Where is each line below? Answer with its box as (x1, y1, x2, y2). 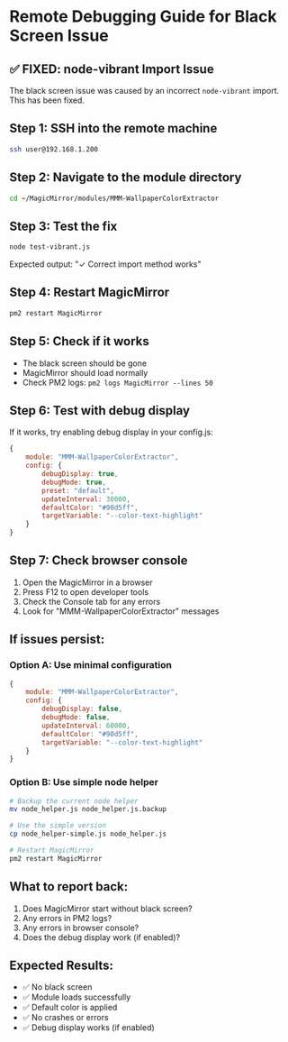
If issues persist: (9, 632, 105, 647)
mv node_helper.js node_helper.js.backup (9, 805, 167, 814)
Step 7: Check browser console (9, 553, 188, 569)
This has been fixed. (9, 95, 85, 105)
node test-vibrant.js (9, 242, 91, 251)
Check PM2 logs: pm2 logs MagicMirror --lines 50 (22, 377, 213, 388)
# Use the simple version (9, 821, 106, 830)
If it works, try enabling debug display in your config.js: (9, 426, 213, 438)
